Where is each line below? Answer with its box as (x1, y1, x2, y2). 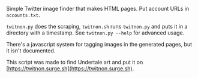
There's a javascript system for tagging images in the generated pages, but (6, 41, 193, 48)
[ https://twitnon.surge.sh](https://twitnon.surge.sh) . (6, 65, 134, 72)
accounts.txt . (6, 11, 40, 18)
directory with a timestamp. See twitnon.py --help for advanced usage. (6, 29, 185, 36)
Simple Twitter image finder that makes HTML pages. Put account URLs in (6, 5, 190, 12)
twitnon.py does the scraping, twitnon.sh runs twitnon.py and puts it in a (6, 23, 188, 30)
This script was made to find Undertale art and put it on (6, 59, 143, 65)
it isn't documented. (6, 47, 56, 54)
